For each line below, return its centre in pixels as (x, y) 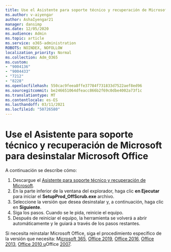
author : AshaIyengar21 (29, 19)
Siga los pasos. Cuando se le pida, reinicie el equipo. (68, 212)
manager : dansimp (24, 24)
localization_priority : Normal (38, 52)
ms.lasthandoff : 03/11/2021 (35, 105)
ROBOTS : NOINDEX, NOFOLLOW (34, 48)
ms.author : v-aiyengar (29, 15)
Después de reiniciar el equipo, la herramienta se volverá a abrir (80, 218)
